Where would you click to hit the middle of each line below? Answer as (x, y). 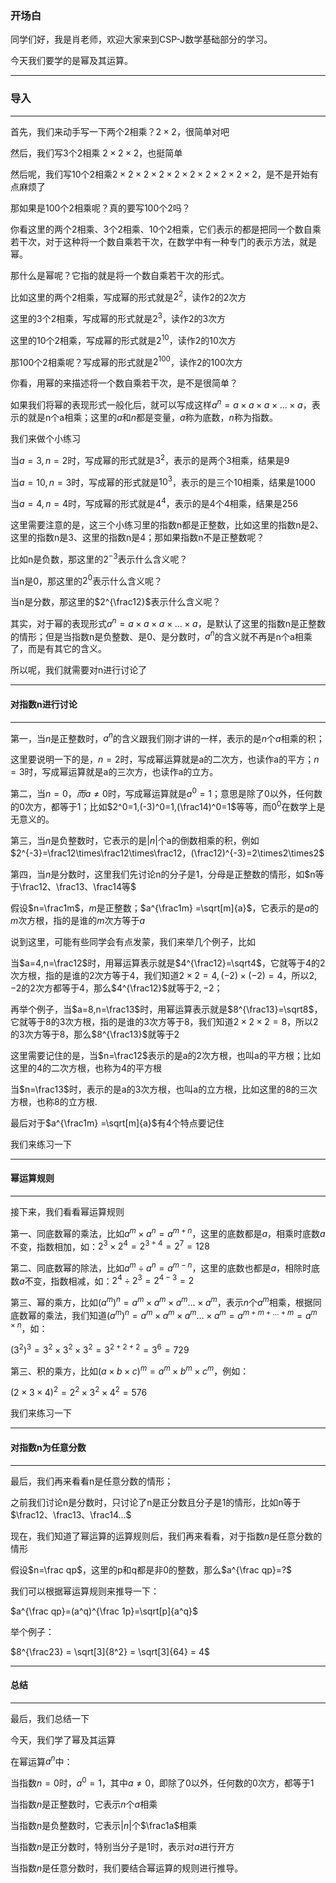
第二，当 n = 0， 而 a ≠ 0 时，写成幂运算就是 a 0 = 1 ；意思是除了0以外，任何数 (166, 792)
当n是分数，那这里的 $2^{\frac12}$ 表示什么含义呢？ (116, 602)
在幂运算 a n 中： (41, 1760)
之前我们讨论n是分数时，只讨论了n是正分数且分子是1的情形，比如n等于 (156, 1502)
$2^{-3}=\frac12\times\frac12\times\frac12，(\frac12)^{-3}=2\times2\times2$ (167, 853)
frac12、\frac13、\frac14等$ (79, 886)
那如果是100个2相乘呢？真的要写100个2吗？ (100, 208)
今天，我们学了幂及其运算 (63, 1739)
